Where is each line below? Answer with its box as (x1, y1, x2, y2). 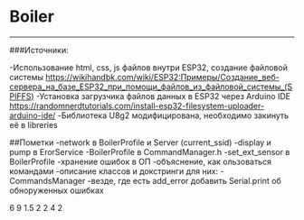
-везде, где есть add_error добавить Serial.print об (87, 175, 282, 186)
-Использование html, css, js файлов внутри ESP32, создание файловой (9, 61, 288, 73)
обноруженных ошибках (9, 185, 104, 196)
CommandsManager (9, 175, 86, 186)
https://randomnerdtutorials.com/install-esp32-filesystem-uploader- (9, 100, 265, 111)
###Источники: (9, 44, 70, 55)
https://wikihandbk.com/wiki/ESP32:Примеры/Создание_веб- (44, 71, 280, 82)
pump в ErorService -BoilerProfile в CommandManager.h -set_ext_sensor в (9, 146, 290, 157)
